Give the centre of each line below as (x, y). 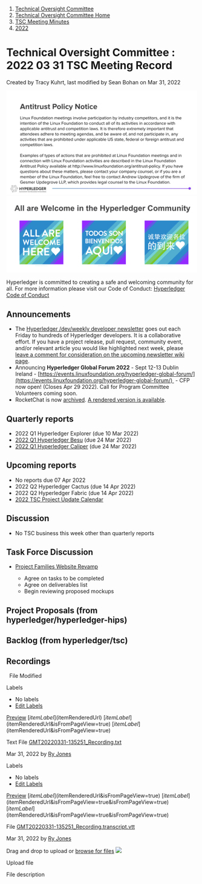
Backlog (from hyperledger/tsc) (67, 640)
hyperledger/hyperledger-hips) (67, 620)
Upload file (20, 863)
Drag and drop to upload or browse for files (60, 851)
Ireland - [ (28, 374)
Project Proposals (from (52, 610)
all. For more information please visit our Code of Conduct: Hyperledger (96, 289)
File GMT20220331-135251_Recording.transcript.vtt (70, 827)
